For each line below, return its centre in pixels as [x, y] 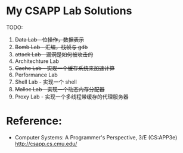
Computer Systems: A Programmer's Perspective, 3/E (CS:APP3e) [96, 137]
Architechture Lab [37, 61]
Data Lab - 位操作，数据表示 [49, 39]
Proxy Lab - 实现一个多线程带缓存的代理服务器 [72, 97]
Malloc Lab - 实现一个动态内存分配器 [60, 89]
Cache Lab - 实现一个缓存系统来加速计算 [65, 68]
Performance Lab [36, 75]
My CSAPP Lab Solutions [69, 11]
